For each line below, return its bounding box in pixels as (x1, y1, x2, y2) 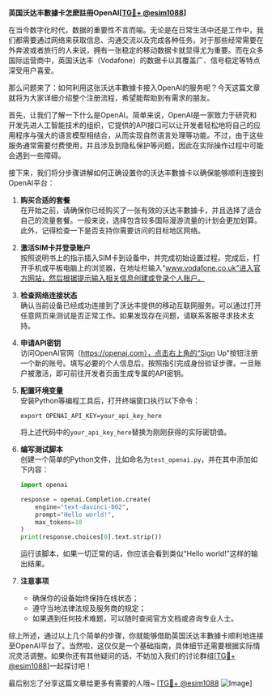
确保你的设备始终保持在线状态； (32, 593, 139, 603)
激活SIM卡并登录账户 (19, 243, 91, 252)
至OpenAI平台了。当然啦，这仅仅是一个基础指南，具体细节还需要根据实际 (8, 641, 253, 651)
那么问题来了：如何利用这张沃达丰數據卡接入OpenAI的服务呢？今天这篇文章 (8, 83, 261, 92)
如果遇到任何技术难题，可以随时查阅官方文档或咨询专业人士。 (32, 613, 239, 623)
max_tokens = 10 (35, 518, 83, 526)
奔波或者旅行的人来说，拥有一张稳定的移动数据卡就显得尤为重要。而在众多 (15, 45, 264, 55)
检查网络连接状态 (19, 291, 78, 300)
